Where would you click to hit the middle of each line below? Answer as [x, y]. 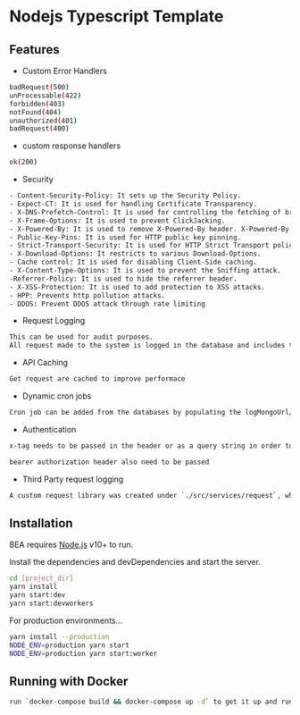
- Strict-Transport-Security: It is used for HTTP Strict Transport [139, 246]
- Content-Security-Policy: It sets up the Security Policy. [125, 196]
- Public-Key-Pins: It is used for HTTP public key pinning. [125, 237]
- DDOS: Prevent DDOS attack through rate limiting [107, 304]
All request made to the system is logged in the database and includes [147, 346]
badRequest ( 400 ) [39, 129]
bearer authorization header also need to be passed [109, 462]
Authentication [49, 429]
